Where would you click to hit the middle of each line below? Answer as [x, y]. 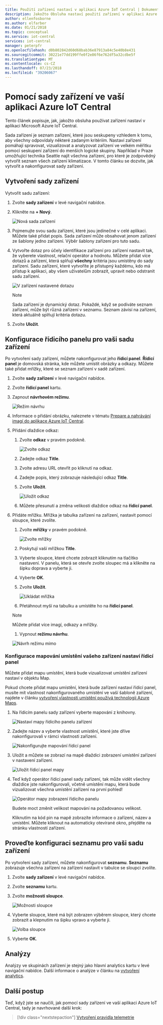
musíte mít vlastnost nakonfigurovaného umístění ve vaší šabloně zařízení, [79, 692]
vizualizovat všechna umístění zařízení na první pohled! [67, 789]
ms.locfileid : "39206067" [31, 73]
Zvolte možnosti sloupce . [38, 896]
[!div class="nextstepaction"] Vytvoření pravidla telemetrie [75, 1017]
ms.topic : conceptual [27, 32]
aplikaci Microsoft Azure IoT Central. [41, 126]
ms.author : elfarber [26, 23]
